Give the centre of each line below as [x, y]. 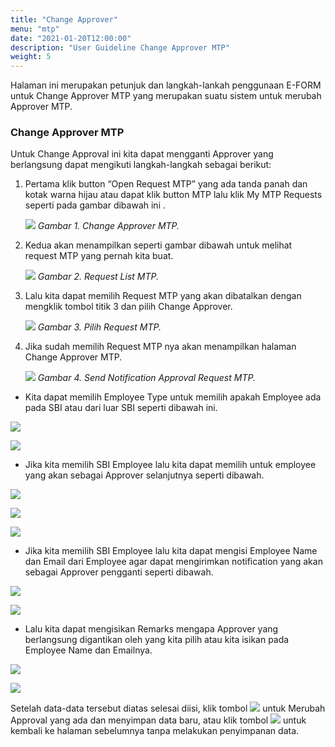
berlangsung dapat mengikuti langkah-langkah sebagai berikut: [141, 165]
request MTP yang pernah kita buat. [99, 256]
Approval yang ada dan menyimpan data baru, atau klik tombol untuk [158, 720]
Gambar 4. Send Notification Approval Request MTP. [146, 378]
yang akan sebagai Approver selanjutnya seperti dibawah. [144, 475]
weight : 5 [31, 57]
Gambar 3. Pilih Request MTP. [99, 327]
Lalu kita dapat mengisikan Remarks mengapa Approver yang [151, 629]
